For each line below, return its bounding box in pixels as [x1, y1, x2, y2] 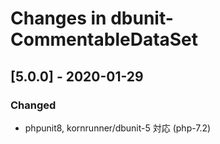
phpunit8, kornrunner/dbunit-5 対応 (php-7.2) [24, 122, 212, 134]
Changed [10, 98, 57, 112]
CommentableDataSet [10, 28, 199, 51]
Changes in [10, 7, 107, 30]
